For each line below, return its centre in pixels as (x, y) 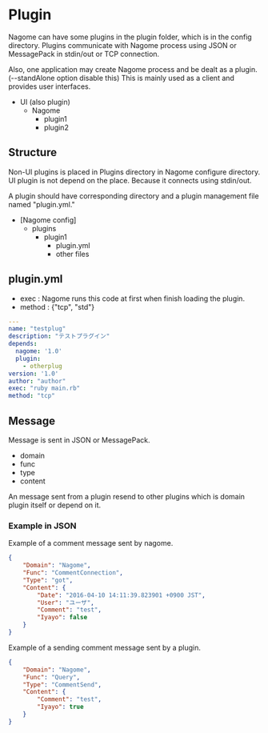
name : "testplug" (37, 329)
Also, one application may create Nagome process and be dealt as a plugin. (133, 69)
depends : (23, 344)
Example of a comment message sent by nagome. (91, 543)
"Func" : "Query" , (52, 677)
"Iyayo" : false (62, 618)
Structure (33, 152)
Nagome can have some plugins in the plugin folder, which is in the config (130, 37)
